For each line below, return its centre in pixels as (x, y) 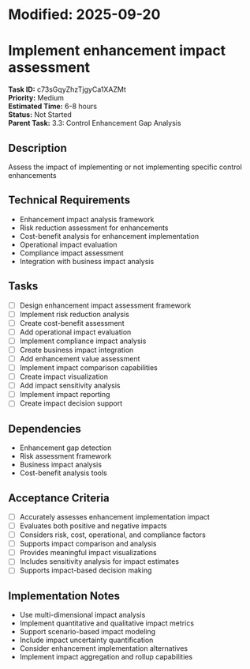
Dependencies (45, 429)
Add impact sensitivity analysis (70, 386)
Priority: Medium (36, 98)
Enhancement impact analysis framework (87, 219)
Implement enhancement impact (117, 51)
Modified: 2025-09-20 (84, 15)
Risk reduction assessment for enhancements (94, 228)
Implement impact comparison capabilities (88, 368)
